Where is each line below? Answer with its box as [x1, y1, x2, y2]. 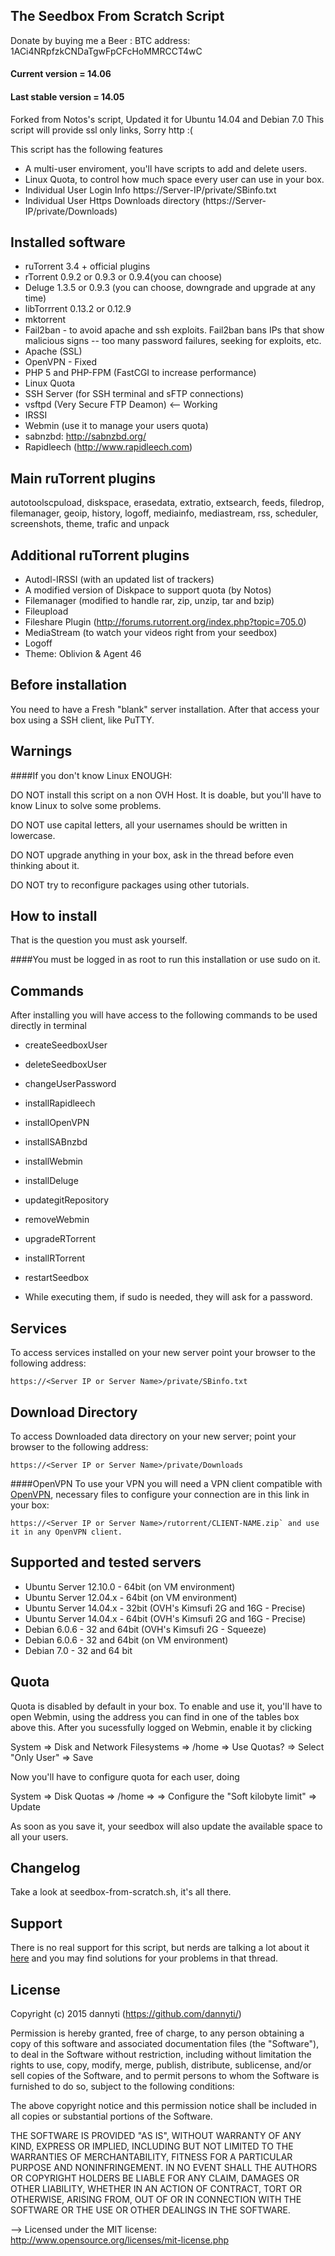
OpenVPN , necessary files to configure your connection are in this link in [10, 1488, 310, 1500]
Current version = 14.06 [10, 68, 112, 80]
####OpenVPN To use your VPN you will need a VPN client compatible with [10, 1477, 323, 1489]
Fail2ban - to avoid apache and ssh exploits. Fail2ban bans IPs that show [24, 324, 325, 336]
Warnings [10, 743, 73, 760]
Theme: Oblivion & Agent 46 [24, 648, 142, 660]
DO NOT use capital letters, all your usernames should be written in [10, 819, 288, 831]
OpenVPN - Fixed [24, 356, 97, 368]
